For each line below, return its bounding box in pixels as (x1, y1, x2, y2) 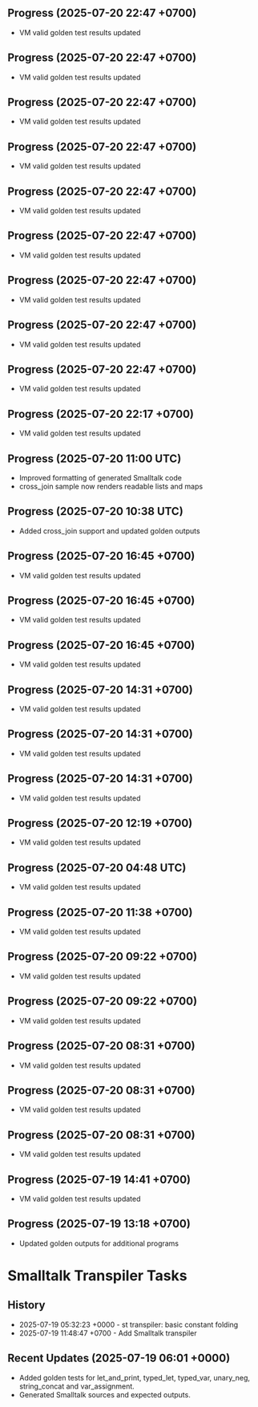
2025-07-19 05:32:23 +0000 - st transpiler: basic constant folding (18, 1320, 239, 1329)
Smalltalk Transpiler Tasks (7, 1267, 187, 1284)
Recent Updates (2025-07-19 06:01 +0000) (7, 1352, 231, 1365)
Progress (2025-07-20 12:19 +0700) (7, 817, 193, 830)
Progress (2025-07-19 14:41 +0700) (7, 1173, 191, 1186)
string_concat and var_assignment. (18, 1381, 135, 1391)
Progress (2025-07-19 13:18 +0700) (7, 1217, 191, 1231)
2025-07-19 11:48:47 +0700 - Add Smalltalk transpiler (18, 1328, 197, 1338)
